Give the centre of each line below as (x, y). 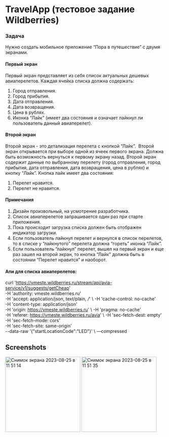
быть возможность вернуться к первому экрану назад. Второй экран (81, 157)
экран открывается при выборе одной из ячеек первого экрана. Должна (85, 151)
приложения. (27, 222)
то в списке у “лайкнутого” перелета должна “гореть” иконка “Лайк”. (87, 244)
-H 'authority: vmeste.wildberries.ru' (43, 294)
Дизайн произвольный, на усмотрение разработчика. (71, 211)
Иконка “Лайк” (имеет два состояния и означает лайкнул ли (78, 117)
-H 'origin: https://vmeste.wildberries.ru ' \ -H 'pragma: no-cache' (73, 310)
